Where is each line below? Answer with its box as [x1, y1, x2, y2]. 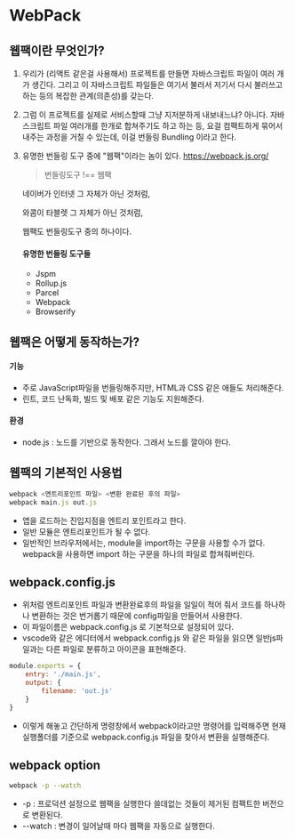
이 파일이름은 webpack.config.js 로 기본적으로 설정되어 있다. [21, 622, 235, 633]
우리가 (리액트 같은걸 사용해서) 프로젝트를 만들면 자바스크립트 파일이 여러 [21, 69, 275, 78]
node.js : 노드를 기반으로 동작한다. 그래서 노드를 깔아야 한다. [21, 437, 231, 448]
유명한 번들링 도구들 [21, 248, 92, 259]
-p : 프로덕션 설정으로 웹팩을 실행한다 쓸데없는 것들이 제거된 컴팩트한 [21, 798, 260, 810]
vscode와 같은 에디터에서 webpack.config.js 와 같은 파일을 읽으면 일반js [21, 633, 277, 643]
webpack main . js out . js [9, 497, 98, 507]
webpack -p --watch [9, 781, 82, 790]
